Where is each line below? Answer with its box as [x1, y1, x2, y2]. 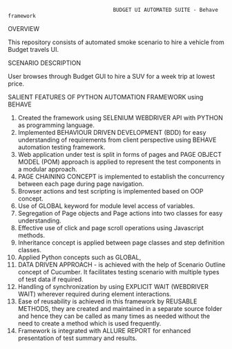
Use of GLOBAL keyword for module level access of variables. [17, 202, 195, 210]
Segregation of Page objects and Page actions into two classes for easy [17, 209, 223, 217]
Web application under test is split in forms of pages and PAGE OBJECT [17, 151, 222, 158]
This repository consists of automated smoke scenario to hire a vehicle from [8, 38, 224, 46]
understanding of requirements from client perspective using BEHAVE [17, 135, 217, 144]
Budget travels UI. [8, 46, 59, 53]
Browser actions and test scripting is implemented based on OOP [17, 187, 204, 195]
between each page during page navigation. [17, 180, 144, 188]
